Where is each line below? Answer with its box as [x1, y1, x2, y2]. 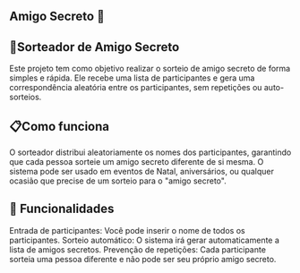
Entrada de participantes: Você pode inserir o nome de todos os [9, 225, 245, 235]
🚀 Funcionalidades [9, 201, 115, 217]
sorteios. [9, 91, 42, 103]
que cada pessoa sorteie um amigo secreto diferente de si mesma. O [9, 157, 264, 167]
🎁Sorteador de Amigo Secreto [9, 39, 180, 55]
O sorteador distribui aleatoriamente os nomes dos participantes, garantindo [9, 147, 292, 158]
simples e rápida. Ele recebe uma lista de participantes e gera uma [9, 73, 255, 83]
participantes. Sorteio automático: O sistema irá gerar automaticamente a [9, 235, 280, 245]
